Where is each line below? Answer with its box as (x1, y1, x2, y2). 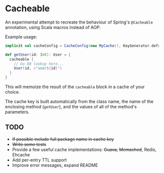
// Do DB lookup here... (14, 61, 64, 66)
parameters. (5, 109, 30, 115)
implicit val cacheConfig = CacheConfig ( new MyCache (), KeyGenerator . (5, 43, 152, 48)
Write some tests (12, 141, 46, 147)
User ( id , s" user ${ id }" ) (14, 66, 62, 71)
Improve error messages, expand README (12, 162, 98, 168)
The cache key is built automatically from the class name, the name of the (5, 99, 154, 104)
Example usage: (5, 34, 38, 40)
